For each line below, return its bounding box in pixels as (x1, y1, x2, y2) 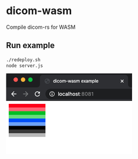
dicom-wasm (6, 4, 72, 18)
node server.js (6, 63, 43, 69)
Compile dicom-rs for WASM (6, 23, 76, 31)
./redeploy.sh (6, 57, 41, 63)
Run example (6, 40, 55, 50)
